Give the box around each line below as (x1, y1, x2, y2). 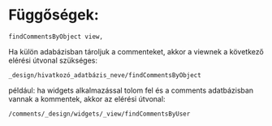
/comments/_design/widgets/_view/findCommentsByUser (8, 110, 191, 118)
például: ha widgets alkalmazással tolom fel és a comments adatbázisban (8, 85, 254, 95)
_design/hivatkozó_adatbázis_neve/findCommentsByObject (8, 71, 201, 79)
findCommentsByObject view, (8, 33, 104, 41)
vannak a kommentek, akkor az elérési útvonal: (8, 93, 166, 103)
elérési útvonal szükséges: (8, 55, 98, 65)
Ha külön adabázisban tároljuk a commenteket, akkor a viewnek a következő (8, 46, 264, 56)
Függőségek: (8, 6, 99, 24)
